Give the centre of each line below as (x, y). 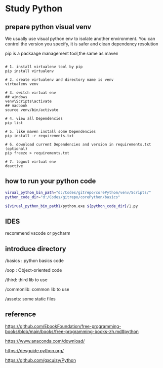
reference (20, 314)
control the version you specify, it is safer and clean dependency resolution (82, 44)
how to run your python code (51, 181)
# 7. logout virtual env (31, 162)
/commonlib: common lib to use (37, 290)
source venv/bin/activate (32, 110)
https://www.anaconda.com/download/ (45, 341)
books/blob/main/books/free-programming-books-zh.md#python (72, 331)
